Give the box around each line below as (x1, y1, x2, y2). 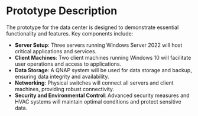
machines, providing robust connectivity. (14, 85, 114, 92)
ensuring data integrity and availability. (14, 73, 109, 80)
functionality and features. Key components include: (6, 30, 134, 37)
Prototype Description (6, 4, 118, 18)
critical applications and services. (14, 47, 97, 54)
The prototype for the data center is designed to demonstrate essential (6, 24, 179, 31)
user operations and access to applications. (14, 60, 122, 67)
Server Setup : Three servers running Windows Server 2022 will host (14, 41, 183, 49)
